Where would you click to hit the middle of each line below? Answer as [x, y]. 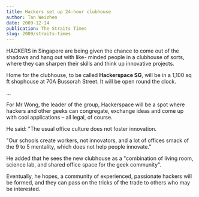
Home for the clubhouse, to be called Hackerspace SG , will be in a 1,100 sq [99, 75]
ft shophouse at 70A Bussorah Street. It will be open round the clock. [91, 82]
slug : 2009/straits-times [38, 34]
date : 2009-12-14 [28, 23]
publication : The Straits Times [46, 28]
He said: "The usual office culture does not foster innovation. [82, 129]
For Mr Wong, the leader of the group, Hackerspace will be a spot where [96, 104]
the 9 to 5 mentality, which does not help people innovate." [79, 147]
